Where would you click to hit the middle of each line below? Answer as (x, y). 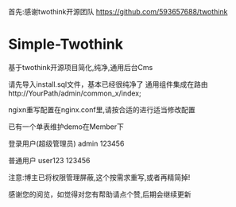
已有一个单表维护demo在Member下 (66, 127)
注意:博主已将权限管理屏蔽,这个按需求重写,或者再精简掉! (99, 177)
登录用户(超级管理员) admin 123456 (66, 143)
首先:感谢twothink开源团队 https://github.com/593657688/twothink (118, 12)
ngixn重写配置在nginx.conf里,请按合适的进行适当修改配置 (102, 109)
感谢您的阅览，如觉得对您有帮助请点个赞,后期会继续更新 (100, 194)
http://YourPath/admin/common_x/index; (75, 93)
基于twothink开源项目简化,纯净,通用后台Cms (81, 67)
